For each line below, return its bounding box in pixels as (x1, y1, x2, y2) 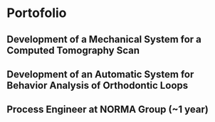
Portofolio (6, 5, 67, 21)
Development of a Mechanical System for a (6, 33, 202, 45)
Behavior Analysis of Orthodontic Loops (6, 79, 189, 91)
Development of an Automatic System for (6, 68, 194, 80)
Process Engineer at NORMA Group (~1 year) (6, 104, 209, 116)
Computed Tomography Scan (6, 44, 140, 56)
